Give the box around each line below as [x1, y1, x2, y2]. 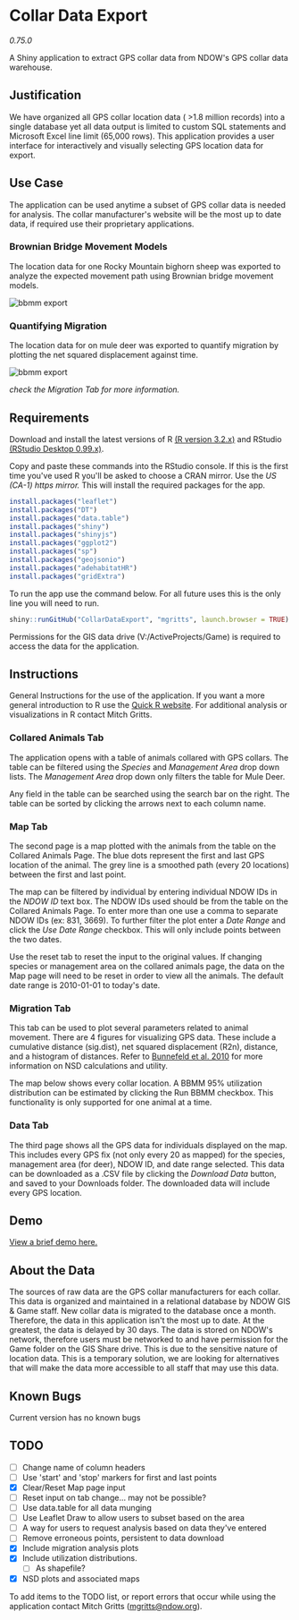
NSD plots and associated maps [21, 1573, 140, 1584]
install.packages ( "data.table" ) [9, 514, 129, 523]
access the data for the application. [9, 641, 140, 652]
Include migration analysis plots [21, 1543, 139, 1554]
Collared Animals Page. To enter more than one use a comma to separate [9, 906, 278, 916]
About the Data [9, 1263, 96, 1278]
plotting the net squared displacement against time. [9, 350, 199, 361]
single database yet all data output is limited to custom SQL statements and [9, 121, 287, 132]
